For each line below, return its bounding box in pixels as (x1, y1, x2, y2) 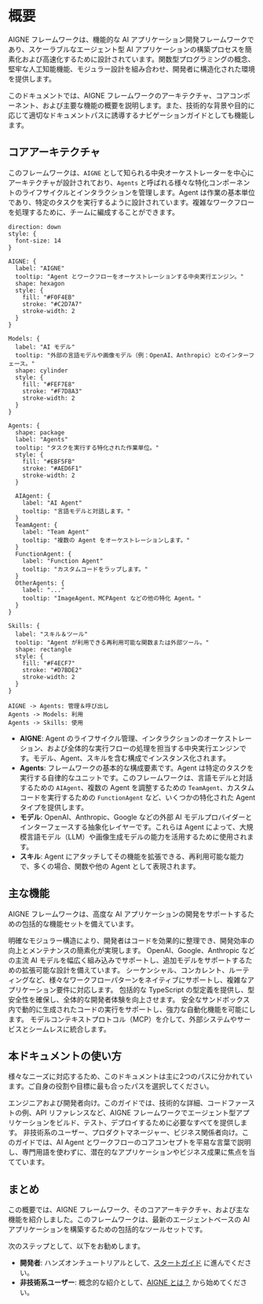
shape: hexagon (15, 279, 65, 287)
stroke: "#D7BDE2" (22, 666, 82, 674)
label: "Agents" (15, 435, 68, 443)
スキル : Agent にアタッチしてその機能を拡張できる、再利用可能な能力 (19, 851, 244, 861)
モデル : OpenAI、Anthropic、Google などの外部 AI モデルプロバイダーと (19, 812, 253, 822)
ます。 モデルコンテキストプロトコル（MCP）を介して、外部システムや (8, 1014, 238, 1024)
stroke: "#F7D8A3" (22, 387, 82, 395)
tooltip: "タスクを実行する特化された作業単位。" (15, 444, 159, 452)
